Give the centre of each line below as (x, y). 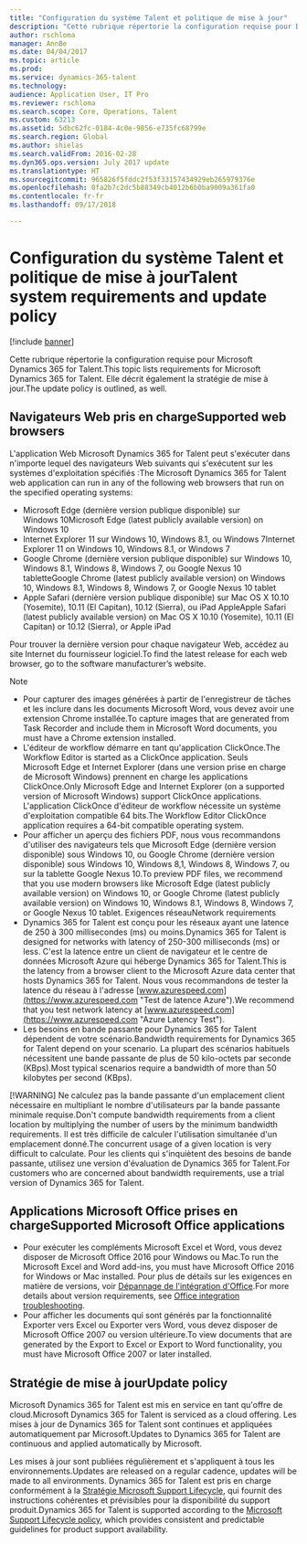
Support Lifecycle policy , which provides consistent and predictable (137, 1520)
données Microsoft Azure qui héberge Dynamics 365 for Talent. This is (155, 961)
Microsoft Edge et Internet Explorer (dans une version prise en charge (154, 767)
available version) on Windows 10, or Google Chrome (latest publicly (151, 893)
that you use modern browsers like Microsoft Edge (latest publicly (147, 883)
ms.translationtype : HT (55, 171)
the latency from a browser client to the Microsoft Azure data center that (159, 970)
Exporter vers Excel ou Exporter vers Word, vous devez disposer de (150, 1325)
